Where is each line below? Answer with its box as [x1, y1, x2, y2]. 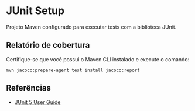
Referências [6, 83, 52, 93]
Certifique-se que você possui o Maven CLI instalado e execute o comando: [6, 56, 190, 63]
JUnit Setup [6, 4, 65, 18]
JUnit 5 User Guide [14, 98, 61, 106]
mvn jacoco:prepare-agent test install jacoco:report [6, 67, 141, 73]
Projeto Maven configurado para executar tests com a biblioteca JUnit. [6, 23, 177, 30]
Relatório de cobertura [6, 40, 90, 50]
